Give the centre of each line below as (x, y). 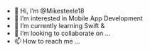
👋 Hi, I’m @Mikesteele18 (49, 11)
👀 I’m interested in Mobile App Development (79, 18)
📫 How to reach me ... (47, 41)
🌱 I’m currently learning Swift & (59, 26)
